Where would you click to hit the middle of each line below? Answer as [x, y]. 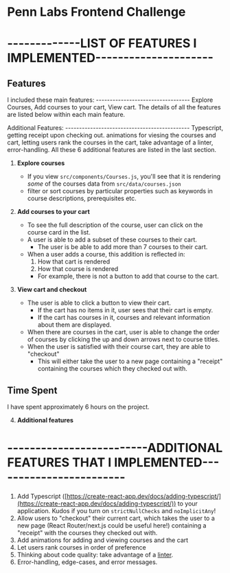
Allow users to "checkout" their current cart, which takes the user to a [116, 518]
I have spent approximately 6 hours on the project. [78, 407]
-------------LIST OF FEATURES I [102, 44]
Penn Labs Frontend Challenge [96, 12]
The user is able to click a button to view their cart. [99, 303]
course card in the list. [59, 233]
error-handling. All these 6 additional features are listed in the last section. [112, 150]
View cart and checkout [52, 290]
